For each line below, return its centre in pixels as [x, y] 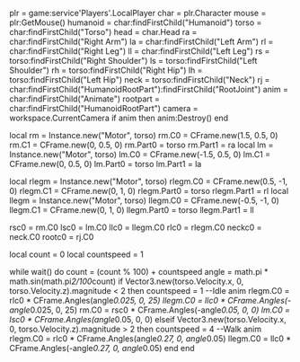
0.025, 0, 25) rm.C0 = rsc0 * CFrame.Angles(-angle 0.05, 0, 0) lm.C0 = [160, 310]
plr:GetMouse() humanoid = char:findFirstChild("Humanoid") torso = [136, 22]
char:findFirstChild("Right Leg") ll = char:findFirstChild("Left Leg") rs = [140, 51]
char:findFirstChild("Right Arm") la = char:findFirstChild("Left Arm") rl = [141, 41]
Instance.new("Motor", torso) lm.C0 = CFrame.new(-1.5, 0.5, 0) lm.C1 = [140, 155]
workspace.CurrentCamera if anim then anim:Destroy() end [119, 118]
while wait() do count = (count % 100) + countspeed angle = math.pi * [139, 272]
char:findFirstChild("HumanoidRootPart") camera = [104, 108]
